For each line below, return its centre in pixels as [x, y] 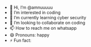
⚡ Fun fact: [20, 40]
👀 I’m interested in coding [35, 12]
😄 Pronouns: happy [30, 35]
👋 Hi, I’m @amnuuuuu [31, 7]
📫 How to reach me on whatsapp [43, 28]
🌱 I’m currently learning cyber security [48, 18]
